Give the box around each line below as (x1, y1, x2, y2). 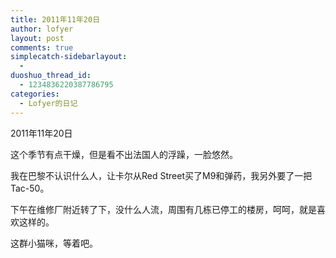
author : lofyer (10, 24, 74, 34)
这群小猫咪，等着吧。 (10, 237, 98, 249)
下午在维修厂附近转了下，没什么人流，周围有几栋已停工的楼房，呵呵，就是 (10, 203, 317, 215)
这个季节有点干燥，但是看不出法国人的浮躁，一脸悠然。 (10, 148, 238, 160)
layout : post (10, 33, 65, 43)
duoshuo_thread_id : (10, 71, 92, 81)
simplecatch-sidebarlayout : (10, 52, 128, 62)
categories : (10, 89, 60, 99)
